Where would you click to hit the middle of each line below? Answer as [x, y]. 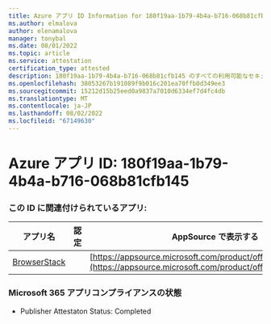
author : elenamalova [43, 31]
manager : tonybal [38, 38]
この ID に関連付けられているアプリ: [78, 208]
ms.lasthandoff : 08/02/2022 [56, 114]
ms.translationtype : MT [48, 99]
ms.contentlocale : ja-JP [50, 106]
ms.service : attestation [50, 61]
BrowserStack [39, 262]
